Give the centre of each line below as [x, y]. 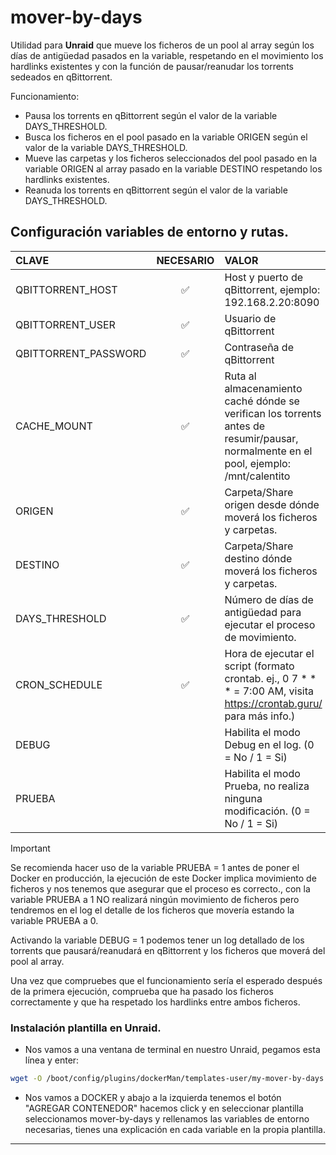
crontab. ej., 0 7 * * [270, 678]
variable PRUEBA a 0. [54, 920]
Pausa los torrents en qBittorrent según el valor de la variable [151, 115]
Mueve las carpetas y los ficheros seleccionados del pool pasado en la [171, 158]
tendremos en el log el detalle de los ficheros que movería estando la [152, 910]
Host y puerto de [264, 277]
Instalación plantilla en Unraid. [86, 1028]
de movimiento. [260, 637]
